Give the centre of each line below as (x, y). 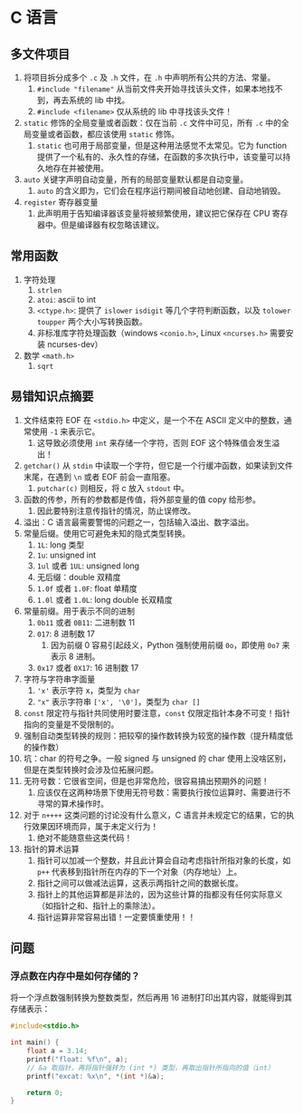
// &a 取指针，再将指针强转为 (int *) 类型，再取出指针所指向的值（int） (151, 1068)
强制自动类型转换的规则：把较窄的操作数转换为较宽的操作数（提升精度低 (158, 735)
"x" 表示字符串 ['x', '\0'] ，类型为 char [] (118, 702)
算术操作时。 (85, 803)
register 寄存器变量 (61, 202)
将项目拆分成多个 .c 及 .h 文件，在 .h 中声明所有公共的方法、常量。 (149, 77)
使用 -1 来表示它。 (66, 431)
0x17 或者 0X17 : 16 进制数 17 (88, 667)
